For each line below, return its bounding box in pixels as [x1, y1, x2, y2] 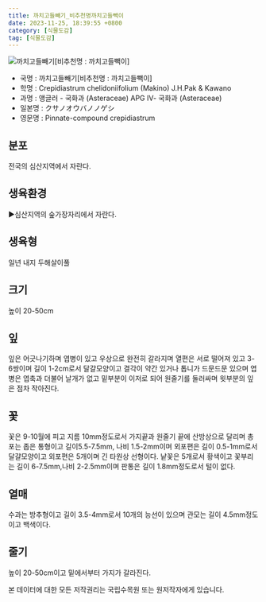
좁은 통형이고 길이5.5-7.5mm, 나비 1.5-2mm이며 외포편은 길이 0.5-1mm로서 [22, 442, 258, 452]
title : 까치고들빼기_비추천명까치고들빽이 [8, 11, 125, 20]
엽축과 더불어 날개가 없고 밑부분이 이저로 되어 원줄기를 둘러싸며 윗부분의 [22, 374, 246, 383]
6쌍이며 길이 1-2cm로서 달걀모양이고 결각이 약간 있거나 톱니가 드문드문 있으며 [8, 363, 249, 374]
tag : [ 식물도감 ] [8, 33, 56, 42]
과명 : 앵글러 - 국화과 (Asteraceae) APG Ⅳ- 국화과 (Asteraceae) [19, 93, 222, 103]
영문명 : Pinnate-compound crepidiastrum [19, 113, 156, 123]
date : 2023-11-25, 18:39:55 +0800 [8, 19, 123, 27]
